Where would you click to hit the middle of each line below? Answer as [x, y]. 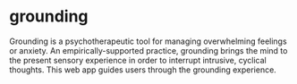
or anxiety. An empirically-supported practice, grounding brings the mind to [148, 50]
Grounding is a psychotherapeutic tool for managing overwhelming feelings [148, 41]
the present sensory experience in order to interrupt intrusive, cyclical [138, 60]
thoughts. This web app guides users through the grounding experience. [143, 70]
